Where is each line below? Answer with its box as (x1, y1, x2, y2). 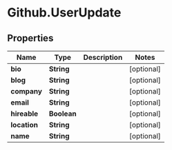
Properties (7, 32, 54, 44)
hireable (10, 109, 39, 118)
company (10, 87, 43, 96)
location (10, 120, 38, 129)
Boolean (48, 109, 77, 118)
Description (83, 53, 123, 62)
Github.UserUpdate (7, 5, 122, 21)
